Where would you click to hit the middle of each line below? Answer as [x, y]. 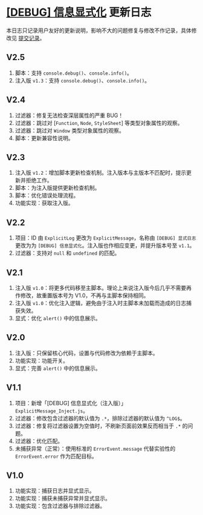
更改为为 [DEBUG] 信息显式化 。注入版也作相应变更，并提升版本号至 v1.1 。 [105, 246]
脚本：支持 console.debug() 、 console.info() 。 [74, 73]
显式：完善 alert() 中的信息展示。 [58, 368]
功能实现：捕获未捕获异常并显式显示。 [63, 499]
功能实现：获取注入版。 [44, 203]
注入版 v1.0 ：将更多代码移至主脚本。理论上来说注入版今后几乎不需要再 [103, 288]
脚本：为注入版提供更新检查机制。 [57, 188]
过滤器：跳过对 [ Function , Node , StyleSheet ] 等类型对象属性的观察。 [99, 123]
